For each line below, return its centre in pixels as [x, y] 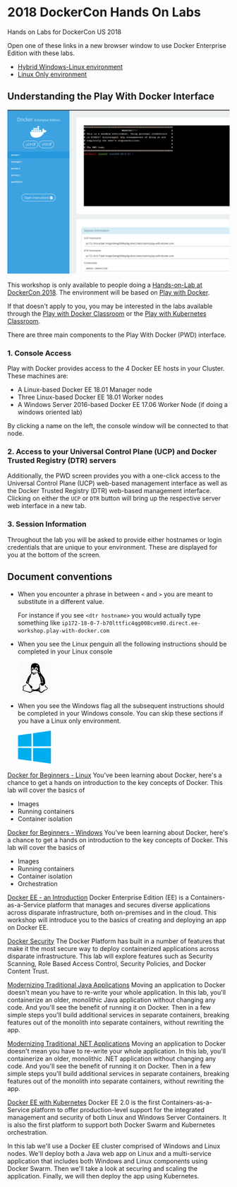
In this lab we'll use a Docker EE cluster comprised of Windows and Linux [114, 1146]
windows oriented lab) [50, 412]
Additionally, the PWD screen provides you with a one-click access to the [114, 476]
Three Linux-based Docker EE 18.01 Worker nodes [90, 397]
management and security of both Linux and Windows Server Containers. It [117, 1117]
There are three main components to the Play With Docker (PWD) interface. [117, 335]
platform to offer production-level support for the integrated [117, 1109]
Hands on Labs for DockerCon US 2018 [65, 32]
